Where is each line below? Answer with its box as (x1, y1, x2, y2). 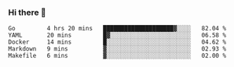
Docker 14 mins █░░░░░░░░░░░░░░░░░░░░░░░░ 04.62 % (8, 38, 226, 46)
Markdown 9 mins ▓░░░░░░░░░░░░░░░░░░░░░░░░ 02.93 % (8, 45, 226, 53)
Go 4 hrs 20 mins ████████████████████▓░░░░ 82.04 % (8, 25, 226, 33)
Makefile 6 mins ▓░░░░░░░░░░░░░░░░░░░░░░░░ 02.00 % (8, 52, 226, 60)
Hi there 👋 (8, 7, 47, 18)
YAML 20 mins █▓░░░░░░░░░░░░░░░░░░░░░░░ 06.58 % (8, 31, 226, 40)
